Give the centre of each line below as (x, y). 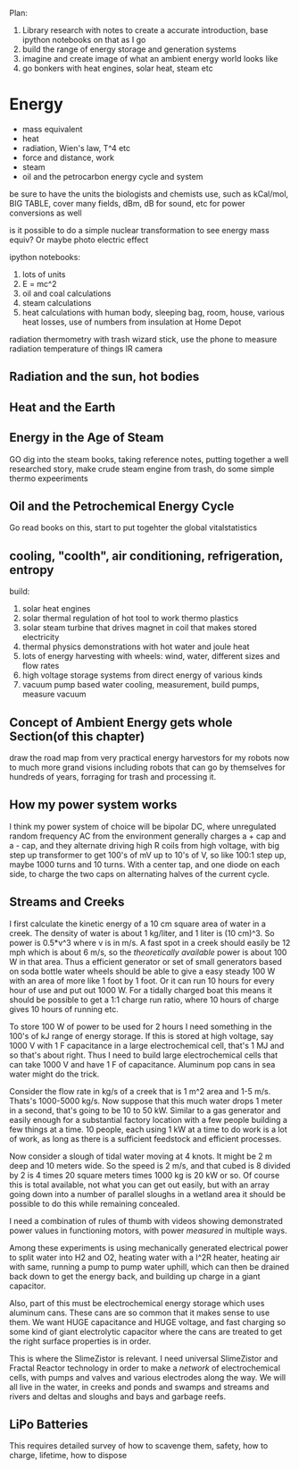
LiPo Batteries (49, 1424)
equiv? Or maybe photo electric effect (79, 240)
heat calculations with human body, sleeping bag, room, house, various (154, 312)
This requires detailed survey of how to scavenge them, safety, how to (139, 1446)
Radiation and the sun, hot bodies (104, 377)
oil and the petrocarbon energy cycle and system (112, 176)
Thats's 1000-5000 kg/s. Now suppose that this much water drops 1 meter (146, 1101)
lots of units (44, 274)
